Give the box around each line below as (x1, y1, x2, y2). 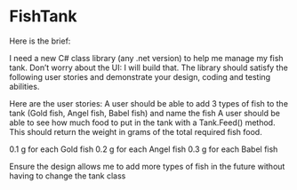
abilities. (9, 81, 40, 91)
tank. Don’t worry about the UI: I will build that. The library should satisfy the (9, 62, 289, 73)
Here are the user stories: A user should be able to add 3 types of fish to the (9, 98, 289, 108)
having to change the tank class (9, 170, 126, 181)
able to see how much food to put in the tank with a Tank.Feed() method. (9, 117, 276, 128)
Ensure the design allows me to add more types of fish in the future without (9, 161, 285, 171)
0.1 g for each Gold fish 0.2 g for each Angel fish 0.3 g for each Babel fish (9, 144, 278, 154)
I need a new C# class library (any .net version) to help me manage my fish (9, 52, 284, 63)
